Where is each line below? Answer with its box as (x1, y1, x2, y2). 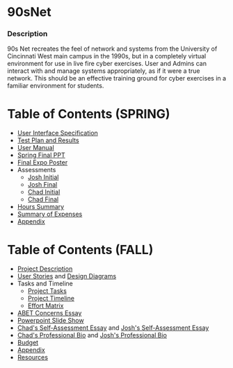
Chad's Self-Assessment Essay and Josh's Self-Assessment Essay (17, 324, 209, 332)
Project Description (17, 265, 73, 273)
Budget (17, 338, 39, 347)
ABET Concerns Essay (17, 309, 82, 317)
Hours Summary (17, 203, 65, 211)
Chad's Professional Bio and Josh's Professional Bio (17, 331, 167, 340)
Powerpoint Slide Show (17, 317, 85, 325)
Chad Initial (27, 188, 61, 196)
